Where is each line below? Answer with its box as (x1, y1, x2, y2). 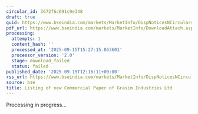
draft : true (6, 14, 35, 20)
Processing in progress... (6, 101, 67, 108)
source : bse (6, 80, 35, 86)
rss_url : (6, 74, 28, 80)
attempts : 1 (11, 36, 41, 42)
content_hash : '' (11, 42, 54, 48)
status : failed (11, 63, 49, 69)
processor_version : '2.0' (11, 52, 75, 58)
